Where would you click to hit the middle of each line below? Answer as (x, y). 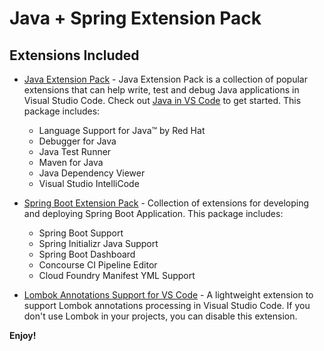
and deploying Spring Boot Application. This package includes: (153, 213)
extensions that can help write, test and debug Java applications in (161, 90)
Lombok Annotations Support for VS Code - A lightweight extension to (168, 295)
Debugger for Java (77, 141)
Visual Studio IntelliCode (89, 183)
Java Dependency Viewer (92, 173)
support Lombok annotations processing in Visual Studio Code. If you (167, 305)
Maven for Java (71, 162)
